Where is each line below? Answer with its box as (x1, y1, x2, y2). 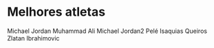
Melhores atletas (7, 4, 105, 20)
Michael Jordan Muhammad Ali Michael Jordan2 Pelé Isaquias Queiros (7, 27, 208, 35)
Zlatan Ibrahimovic (7, 34, 60, 42)
